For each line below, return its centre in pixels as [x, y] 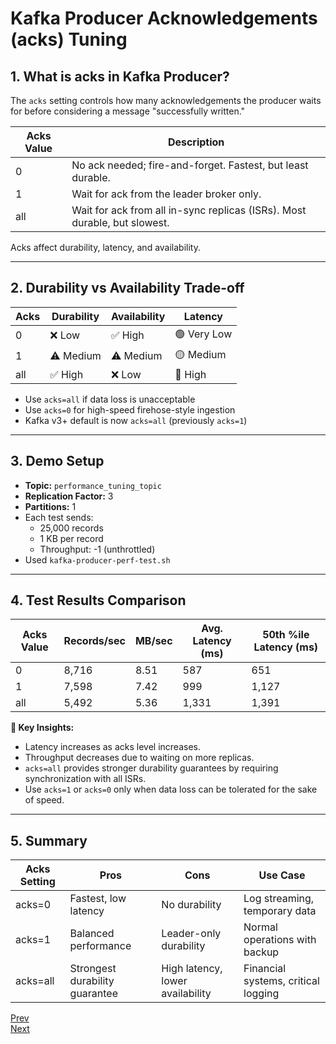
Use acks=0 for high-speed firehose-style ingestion [130, 409]
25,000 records [71, 528]
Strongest [93, 969]
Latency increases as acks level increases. [112, 747]
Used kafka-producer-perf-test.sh [97, 559]
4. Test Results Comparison [98, 600]
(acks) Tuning [69, 39]
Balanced [92, 934]
